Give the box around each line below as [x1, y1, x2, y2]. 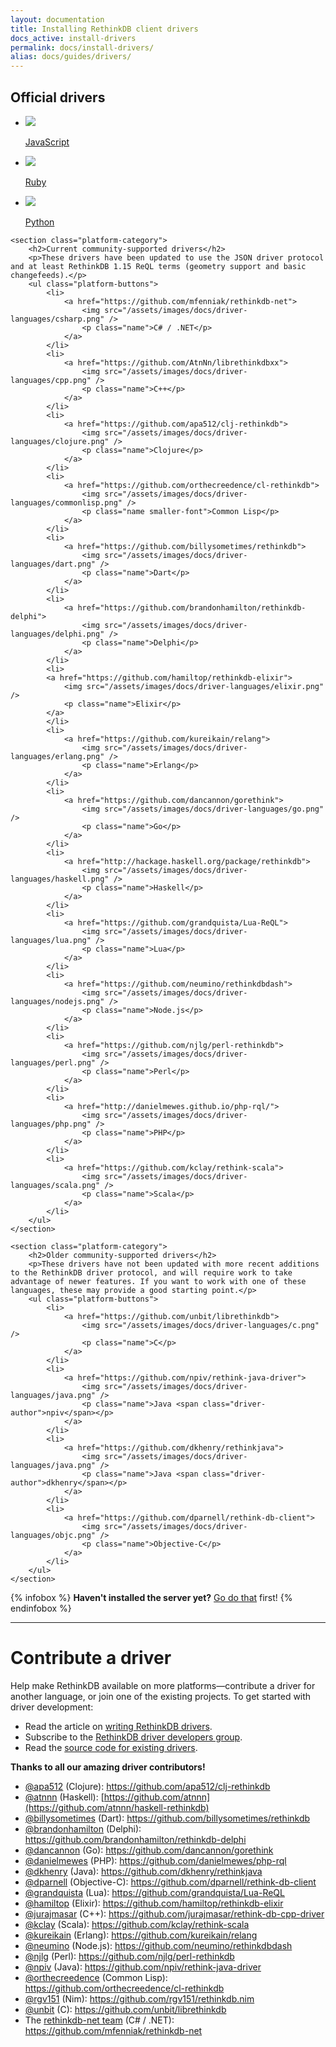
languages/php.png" [10, 1119, 92, 1129]
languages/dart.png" [10, 559, 97, 569]
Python [24, 216, 55, 228]
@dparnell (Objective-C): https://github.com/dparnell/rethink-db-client [24, 1876, 317, 1888]
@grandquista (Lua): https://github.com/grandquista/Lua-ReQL [24, 1886, 285, 1898]
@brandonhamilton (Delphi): [24, 1822, 142, 1835]
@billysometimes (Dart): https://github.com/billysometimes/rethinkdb [24, 1812, 311, 1824]
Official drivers [10, 89, 106, 106]
